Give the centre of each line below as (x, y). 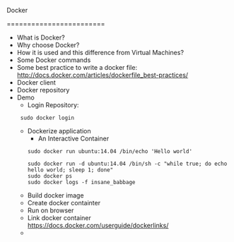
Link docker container (59, 218)
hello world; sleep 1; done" (70, 170)
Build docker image (55, 195)
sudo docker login (47, 118)
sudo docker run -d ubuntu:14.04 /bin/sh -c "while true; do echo (127, 164)
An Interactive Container (74, 138)
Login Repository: (53, 105)
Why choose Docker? (48, 45)
